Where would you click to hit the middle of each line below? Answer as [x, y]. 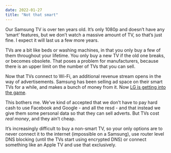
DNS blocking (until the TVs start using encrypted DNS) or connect [76, 139]
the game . [16, 92]
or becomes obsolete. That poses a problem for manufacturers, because [82, 61]
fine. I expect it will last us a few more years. [52, 40]
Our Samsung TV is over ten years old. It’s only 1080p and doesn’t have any [85, 29]
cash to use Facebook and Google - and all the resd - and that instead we [83, 108]
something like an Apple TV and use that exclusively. [61, 145]
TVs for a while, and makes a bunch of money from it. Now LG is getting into [86, 87]
